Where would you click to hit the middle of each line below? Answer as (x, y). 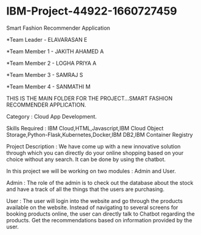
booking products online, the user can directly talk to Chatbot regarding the (101, 214)
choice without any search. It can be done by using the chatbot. (86, 159)
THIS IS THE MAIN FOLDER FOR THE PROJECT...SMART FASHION (90, 98)
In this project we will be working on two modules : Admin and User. (91, 171)
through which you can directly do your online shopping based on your (95, 153)
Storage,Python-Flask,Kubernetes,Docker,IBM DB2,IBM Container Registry (100, 134)
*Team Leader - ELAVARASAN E (47, 39)
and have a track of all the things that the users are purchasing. (86, 189)
